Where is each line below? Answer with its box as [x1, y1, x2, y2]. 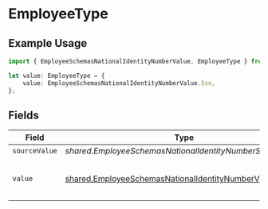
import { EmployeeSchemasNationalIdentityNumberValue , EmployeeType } [8, 57, 248, 65]
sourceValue [12, 146, 58, 156]
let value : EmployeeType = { [8, 72, 105, 79]
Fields [8, 108, 40, 122]
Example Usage [8, 37, 88, 50]
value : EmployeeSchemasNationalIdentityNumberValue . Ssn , [22, 79, 216, 87]
